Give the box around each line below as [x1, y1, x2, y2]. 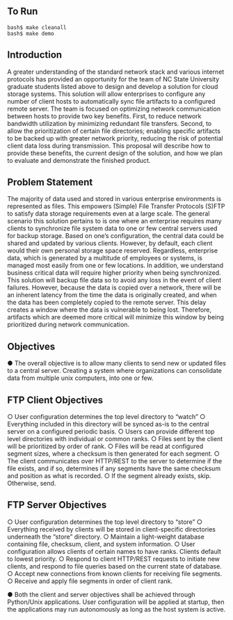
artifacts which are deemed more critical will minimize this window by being [7, 313, 225, 321]
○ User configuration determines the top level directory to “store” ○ [7, 518, 203, 526]
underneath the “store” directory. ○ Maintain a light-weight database [7, 532, 205, 541]
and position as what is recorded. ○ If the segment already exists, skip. [7, 472, 211, 480]
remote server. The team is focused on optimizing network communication [7, 104, 221, 113]
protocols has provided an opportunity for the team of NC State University [7, 74, 220, 83]
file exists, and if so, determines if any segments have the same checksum [7, 464, 221, 472]
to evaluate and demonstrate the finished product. [7, 156, 151, 164]
